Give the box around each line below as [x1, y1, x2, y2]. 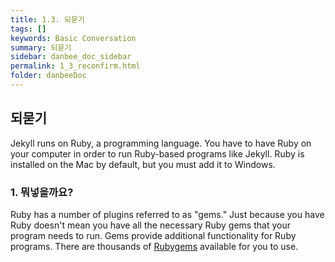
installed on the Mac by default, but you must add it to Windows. [10, 158, 276, 170]
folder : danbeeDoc [10, 71, 87, 81]
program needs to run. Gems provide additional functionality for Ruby [10, 229, 297, 241]
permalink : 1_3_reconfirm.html [10, 61, 141, 71]
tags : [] [10, 24, 47, 34]
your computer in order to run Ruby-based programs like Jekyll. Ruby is [10, 147, 305, 160]
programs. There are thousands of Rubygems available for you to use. [10, 240, 299, 252]
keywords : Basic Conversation [10, 33, 137, 43]
